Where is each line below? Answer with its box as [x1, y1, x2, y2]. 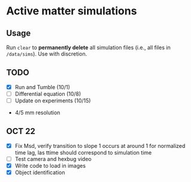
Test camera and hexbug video [14, 155, 92, 162]
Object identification [14, 169, 65, 176]
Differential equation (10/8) [14, 90, 81, 97]
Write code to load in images [14, 162, 86, 169]
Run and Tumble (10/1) [14, 83, 71, 90]
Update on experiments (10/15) [14, 97, 91, 104]
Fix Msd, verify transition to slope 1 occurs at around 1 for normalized [14, 142, 186, 149]
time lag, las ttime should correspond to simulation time [14, 148, 152, 156]
